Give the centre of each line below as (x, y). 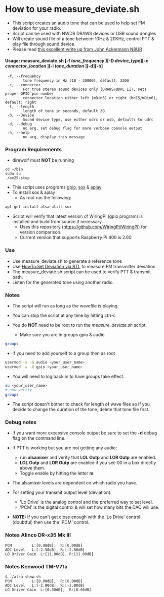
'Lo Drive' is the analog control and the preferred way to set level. (86, 502)
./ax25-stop (17, 178)
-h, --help (18, 133)
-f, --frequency (24, 76)
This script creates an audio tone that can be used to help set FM (79, 23)
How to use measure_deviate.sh (72, 9)
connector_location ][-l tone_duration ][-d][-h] (54, 66)
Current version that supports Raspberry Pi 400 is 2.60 (76, 238)
